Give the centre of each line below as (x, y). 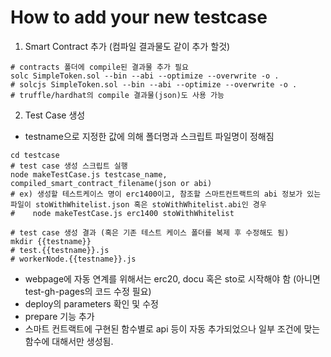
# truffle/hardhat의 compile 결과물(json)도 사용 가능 (117, 95)
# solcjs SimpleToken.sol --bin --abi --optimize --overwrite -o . (154, 84)
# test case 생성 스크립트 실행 (69, 166)
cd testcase (35, 155)
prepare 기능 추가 (59, 316)
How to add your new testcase (139, 17)
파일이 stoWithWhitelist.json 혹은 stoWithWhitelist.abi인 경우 (138, 204)
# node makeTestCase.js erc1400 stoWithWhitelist (122, 213)
